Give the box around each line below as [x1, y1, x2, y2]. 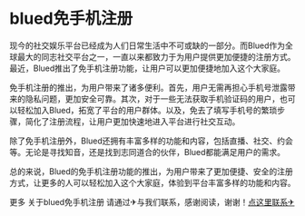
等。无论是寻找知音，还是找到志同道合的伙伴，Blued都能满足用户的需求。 [9, 146, 286, 157]
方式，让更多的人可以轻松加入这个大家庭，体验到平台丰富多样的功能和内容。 [9, 177, 296, 188]
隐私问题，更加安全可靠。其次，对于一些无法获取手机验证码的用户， [25, 93, 280, 104]
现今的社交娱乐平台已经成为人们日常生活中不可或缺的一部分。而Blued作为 [9, 40, 286, 51]
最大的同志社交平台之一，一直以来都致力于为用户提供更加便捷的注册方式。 [16, 51, 296, 62]
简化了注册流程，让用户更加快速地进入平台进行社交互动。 [25, 115, 241, 127]
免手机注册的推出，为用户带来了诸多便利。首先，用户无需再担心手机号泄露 [9, 82, 288, 93]
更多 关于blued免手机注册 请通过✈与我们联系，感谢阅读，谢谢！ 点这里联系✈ [9, 196, 295, 207]
